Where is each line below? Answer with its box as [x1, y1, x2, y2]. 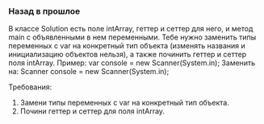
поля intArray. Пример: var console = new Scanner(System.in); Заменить [8, 58, 256, 68]
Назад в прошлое [8, 6, 81, 17]
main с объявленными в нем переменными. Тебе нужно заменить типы [8, 32, 257, 42]
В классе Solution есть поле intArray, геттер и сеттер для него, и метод [8, 24, 254, 34]
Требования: [8, 82, 52, 92]
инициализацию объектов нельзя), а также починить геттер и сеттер [8, 50, 247, 60]
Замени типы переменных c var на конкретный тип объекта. [19, 98, 230, 108]
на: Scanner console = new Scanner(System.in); [8, 67, 170, 76]
